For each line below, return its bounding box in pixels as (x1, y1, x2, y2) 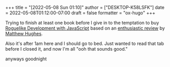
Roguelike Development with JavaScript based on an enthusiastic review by (5, 25, 165, 31)
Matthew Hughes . (5, 31, 43, 36)
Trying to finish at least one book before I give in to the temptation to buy (5, 20, 159, 26)
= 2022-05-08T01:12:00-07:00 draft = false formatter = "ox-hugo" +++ (5, 10, 156, 16)
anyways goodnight (5, 56, 47, 62)
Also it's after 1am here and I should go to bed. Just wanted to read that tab (5, 40, 164, 47)
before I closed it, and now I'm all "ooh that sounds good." (5, 46, 128, 52)
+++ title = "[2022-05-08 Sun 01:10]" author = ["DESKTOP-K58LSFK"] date (5, 5, 165, 10)
